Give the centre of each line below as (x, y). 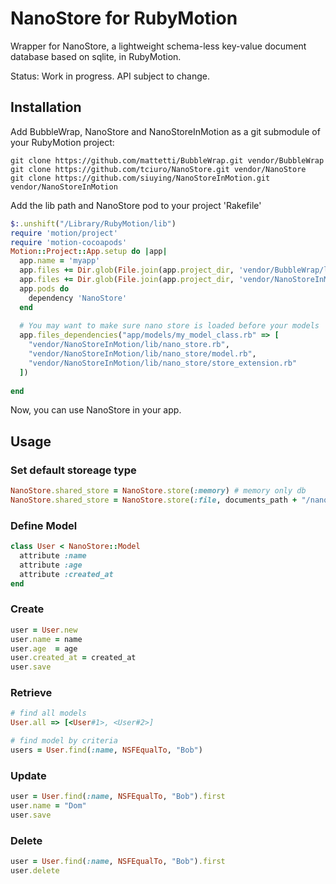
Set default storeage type (73, 470)
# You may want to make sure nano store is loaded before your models (169, 326)
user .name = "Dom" (48, 806)
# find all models (48, 713)
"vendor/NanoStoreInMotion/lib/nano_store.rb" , (129, 345)
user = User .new (44, 630)
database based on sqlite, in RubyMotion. (96, 56)
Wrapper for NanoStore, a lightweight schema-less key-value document (158, 46)
